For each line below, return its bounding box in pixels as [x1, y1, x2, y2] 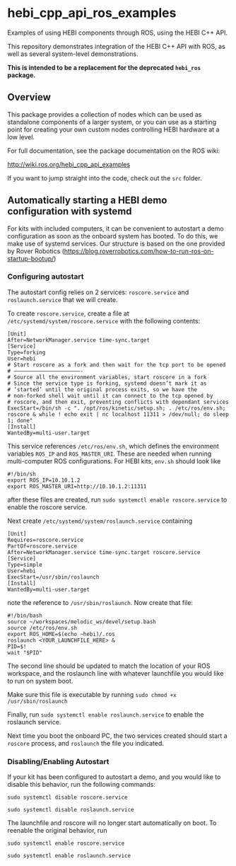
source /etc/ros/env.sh [7, 624, 78, 631]
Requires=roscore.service [7, 536, 83, 543]
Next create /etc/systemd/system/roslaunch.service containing [7, 516, 193, 525]
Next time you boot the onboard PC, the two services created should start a [7, 731, 228, 740]
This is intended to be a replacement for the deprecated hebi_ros [7, 63, 201, 71]
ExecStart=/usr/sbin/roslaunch [7, 573, 100, 581]
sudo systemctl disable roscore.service [7, 794, 129, 801]
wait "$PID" [7, 649, 42, 656]
